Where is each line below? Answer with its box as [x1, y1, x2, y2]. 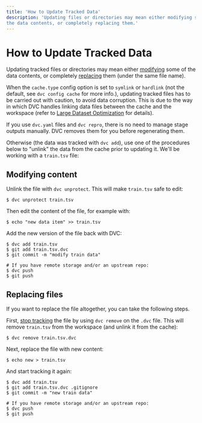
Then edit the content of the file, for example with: [6, 208, 130, 215]
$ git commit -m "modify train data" [6, 252, 101, 258]
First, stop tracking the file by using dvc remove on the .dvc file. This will [6, 316, 184, 324]
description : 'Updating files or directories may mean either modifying [6, 14, 192, 20]
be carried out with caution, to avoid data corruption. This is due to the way [6, 97, 193, 104]
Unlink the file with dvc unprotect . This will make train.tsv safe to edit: [6, 185, 183, 193]
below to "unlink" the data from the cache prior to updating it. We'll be [6, 146, 180, 153]
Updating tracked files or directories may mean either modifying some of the [6, 66, 196, 73]
